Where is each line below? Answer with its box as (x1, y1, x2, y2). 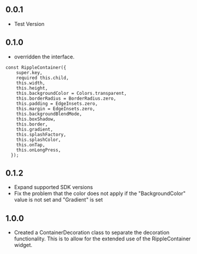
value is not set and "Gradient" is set (14, 196, 103, 203)
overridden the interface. (14, 53, 75, 60)
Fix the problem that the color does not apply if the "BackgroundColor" (14, 190, 186, 197)
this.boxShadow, (16, 116, 56, 122)
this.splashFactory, (16, 131, 66, 137)
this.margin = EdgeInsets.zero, (16, 105, 95, 111)
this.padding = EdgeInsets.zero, (16, 100, 98, 107)
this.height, (16, 85, 48, 91)
